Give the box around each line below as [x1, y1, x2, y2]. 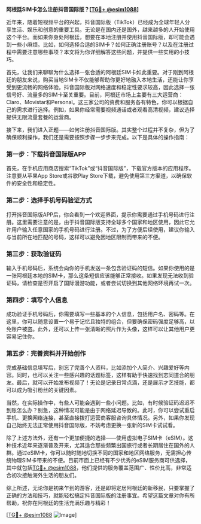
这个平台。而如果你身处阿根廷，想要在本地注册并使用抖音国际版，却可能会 [6, 33, 190, 41]
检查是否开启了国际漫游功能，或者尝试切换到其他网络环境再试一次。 [26, 279, 195, 287]
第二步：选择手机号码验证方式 [6, 196, 93, 205]
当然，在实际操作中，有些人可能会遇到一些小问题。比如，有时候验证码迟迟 [6, 399, 190, 406]
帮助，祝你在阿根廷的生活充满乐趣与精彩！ [6, 499, 111, 507]
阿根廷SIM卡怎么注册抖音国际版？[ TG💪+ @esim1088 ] [6, 6, 139, 13]
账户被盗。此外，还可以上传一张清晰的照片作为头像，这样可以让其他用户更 [11, 325, 195, 333]
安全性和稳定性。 [16, 179, 59, 187]
